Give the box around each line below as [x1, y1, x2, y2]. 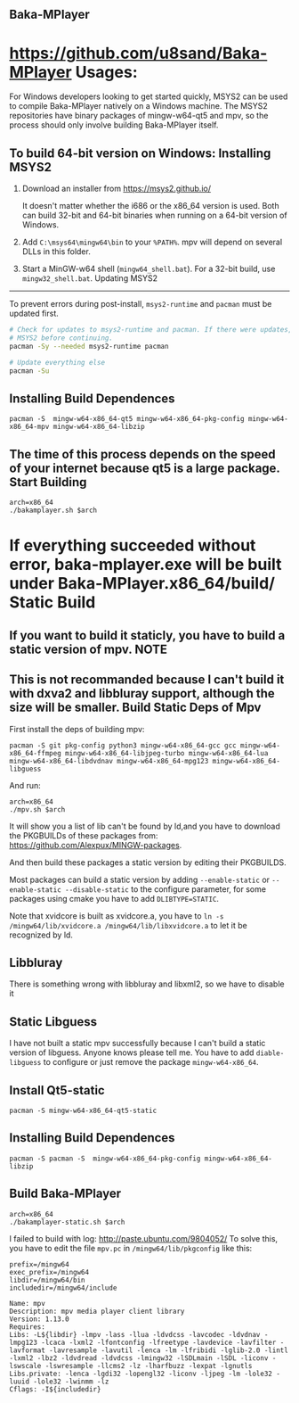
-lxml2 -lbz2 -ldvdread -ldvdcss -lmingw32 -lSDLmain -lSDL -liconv [9, 1353, 269, 1363]
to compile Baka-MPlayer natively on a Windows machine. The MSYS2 [9, 101, 269, 111]
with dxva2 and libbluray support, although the [9, 686, 276, 701]
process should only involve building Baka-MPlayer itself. [9, 120, 219, 130]
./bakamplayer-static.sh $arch [9, 1217, 125, 1226]
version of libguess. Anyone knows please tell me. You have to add [9, 1047, 255, 1058]
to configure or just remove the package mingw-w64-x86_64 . [43, 1057, 260, 1068]
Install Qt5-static [9, 1083, 105, 1098]
